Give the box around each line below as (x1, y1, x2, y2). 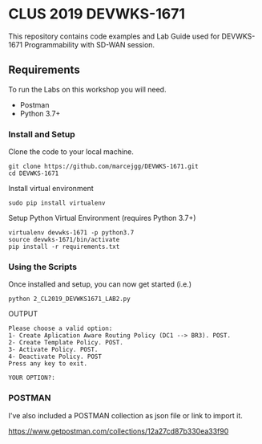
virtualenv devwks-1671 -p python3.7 (8, 229, 135, 237)
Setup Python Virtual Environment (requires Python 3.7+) (8, 214, 196, 223)
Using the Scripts (8, 261, 78, 272)
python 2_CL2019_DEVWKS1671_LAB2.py (8, 295, 131, 303)
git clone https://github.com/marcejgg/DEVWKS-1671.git (8, 162, 199, 171)
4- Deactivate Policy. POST (8, 352, 103, 361)
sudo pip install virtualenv (8, 199, 106, 207)
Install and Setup (8, 128, 76, 140)
